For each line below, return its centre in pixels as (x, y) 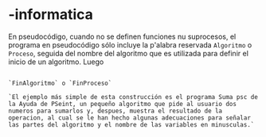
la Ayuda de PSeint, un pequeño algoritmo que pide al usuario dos (123, 104)
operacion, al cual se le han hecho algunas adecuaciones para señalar (129, 118)
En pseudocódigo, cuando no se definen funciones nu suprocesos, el (122, 36)
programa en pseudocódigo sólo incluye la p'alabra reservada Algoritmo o (130, 44)
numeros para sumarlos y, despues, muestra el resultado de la (115, 111)
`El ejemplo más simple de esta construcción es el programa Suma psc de (133, 97)
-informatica (51, 15)
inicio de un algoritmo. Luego (56, 62)
